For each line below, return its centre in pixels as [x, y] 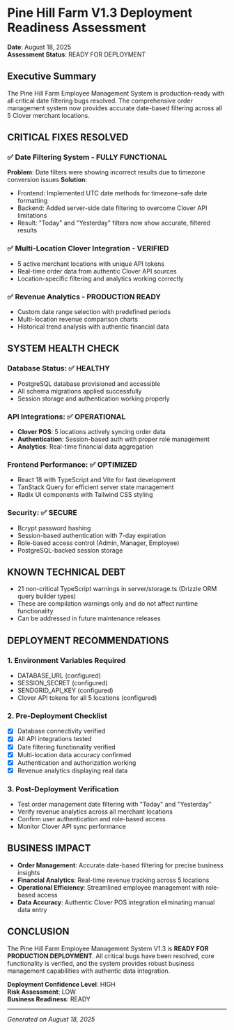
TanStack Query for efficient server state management [95, 487]
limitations [32, 216]
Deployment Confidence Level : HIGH [62, 984]
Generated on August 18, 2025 [51, 1019]
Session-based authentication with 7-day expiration [92, 535]
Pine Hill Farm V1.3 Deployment [100, 13]
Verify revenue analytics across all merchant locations [95, 812]
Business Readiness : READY [49, 999]
